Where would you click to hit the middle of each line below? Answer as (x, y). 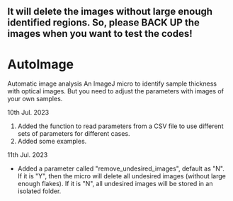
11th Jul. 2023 (28, 155)
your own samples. (35, 99)
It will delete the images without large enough (110, 12)
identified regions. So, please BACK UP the (104, 23)
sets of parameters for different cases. (74, 134)
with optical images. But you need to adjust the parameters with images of (116, 91)
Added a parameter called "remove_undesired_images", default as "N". (121, 168)
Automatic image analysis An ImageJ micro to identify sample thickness (112, 84)
